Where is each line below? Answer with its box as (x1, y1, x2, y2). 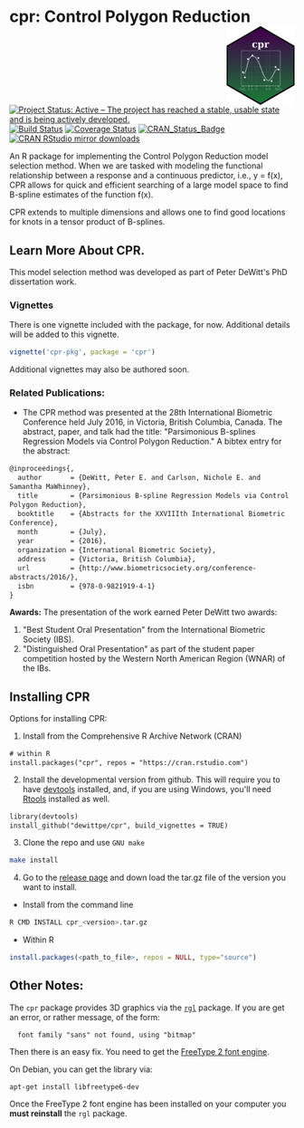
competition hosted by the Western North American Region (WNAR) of (22, 654, 286, 664)
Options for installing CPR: (9, 713, 108, 724)
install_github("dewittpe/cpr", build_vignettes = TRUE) (9, 821, 229, 830)
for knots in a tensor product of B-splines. (9, 216, 166, 227)
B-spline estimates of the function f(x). (9, 189, 154, 200)
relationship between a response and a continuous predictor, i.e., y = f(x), (9, 170, 283, 181)
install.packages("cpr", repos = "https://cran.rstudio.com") (9, 759, 249, 768)
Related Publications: (9, 387, 106, 399)
